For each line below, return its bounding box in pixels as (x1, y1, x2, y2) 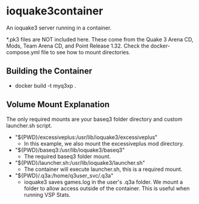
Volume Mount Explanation (6, 99, 110, 110)
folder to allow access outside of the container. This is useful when (23, 185, 190, 192)
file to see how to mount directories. (41, 48, 130, 55)
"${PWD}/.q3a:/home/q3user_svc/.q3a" (14, 172, 114, 179)
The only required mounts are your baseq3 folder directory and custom (6, 116, 183, 123)
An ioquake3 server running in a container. (6, 24, 112, 31)
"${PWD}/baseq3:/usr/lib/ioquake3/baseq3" (14, 146, 125, 153)
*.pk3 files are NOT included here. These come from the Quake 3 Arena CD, (6, 36, 194, 43)
